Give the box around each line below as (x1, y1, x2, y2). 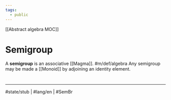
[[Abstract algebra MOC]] (5, 26, 59, 32)
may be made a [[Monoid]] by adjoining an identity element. (5, 66, 131, 72)
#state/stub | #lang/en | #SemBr (5, 88, 73, 94)
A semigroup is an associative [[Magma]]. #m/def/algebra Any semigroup (5, 60, 160, 66)
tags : (5, 7, 17, 13)
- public (10, 12, 28, 17)
